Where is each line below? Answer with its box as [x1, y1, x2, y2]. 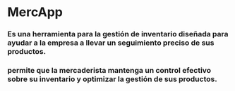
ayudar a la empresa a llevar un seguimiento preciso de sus [7, 38, 215, 48]
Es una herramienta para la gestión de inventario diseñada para [7, 29, 229, 39]
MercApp [7, 4, 64, 20]
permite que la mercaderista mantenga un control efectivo [7, 66, 212, 76]
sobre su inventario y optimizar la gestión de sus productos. [7, 74, 217, 84]
